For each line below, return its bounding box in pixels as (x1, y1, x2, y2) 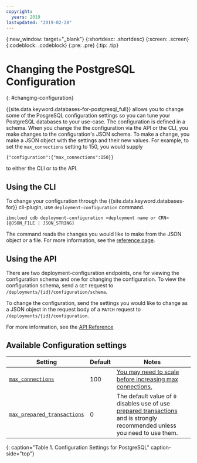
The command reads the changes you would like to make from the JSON (6, 230, 182, 238)
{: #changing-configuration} (6, 95, 74, 102)
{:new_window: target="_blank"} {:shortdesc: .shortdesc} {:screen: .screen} (6, 36, 189, 43)
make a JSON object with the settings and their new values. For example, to (6, 137, 189, 144)
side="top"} (6, 450, 35, 457)
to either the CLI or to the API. (6, 165, 78, 172)
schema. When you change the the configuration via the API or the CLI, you (6, 125, 189, 132)
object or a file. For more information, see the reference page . (6, 237, 155, 244)
